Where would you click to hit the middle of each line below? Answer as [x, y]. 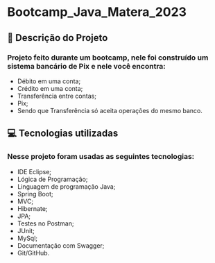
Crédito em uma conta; [50, 88]
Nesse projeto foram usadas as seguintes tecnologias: [101, 157]
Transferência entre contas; [57, 96]
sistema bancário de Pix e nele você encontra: [87, 66]
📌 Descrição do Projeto [58, 38]
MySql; [27, 238]
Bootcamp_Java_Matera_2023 [97, 12]
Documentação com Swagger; [61, 245]
